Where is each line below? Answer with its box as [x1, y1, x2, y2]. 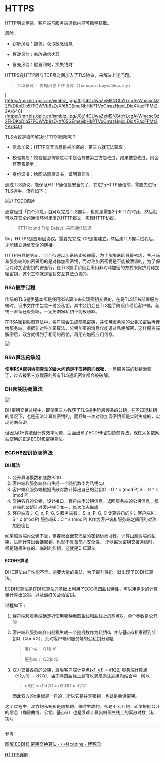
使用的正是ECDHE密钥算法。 [9, 436, 67, 442]
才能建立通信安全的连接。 [5, 242, 57, 248]
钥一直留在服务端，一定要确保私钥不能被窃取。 [5, 309, 100, 314]
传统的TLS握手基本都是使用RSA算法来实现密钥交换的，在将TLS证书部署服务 [5, 296, 159, 302]
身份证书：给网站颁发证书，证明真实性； [12, 171, 94, 177]
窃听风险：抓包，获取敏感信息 [12, 40, 73, 47]
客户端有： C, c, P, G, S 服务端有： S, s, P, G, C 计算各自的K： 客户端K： [12, 510, 158, 516]
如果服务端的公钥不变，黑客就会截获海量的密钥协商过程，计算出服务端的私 [5, 533, 156, 538]
